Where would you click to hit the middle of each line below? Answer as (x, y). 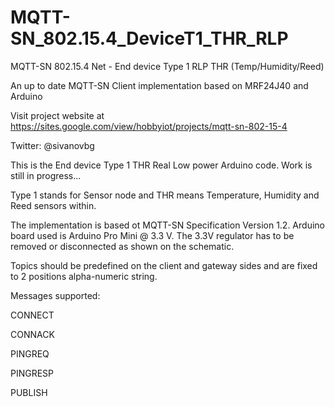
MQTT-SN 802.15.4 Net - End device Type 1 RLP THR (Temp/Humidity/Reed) (167, 66)
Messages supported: (55, 295)
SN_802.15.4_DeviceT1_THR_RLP (149, 38)
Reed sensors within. (53, 205)
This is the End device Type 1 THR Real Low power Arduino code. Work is (161, 165)
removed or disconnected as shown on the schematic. (122, 246)
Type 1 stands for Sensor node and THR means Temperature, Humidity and (165, 195)
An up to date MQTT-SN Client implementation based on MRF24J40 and (159, 85)
